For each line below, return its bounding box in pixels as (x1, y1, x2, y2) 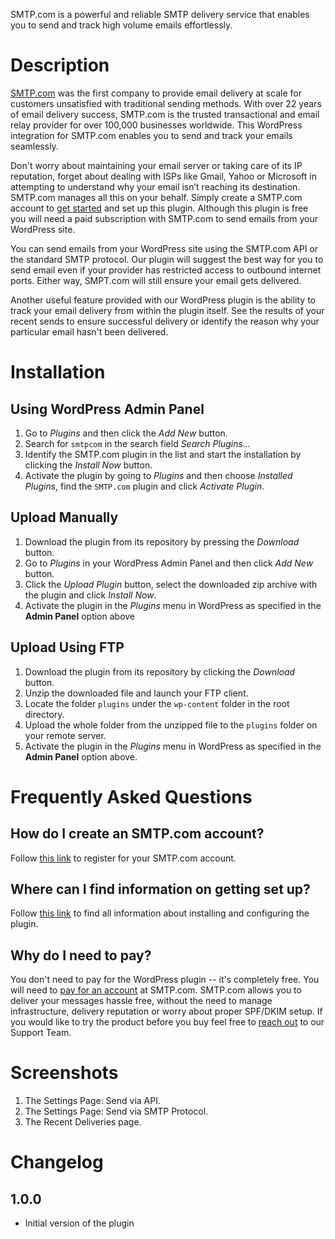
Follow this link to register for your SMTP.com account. (10, 852, 237, 864)
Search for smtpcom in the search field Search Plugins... (24, 437, 251, 449)
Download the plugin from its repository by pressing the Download (24, 535, 300, 548)
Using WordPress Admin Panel (10, 400, 205, 418)
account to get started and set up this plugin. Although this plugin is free (10, 202, 309, 214)
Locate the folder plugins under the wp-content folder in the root (24, 697, 290, 709)
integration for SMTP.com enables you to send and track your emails (10, 129, 293, 141)
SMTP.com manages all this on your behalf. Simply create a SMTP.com (10, 191, 303, 203)
